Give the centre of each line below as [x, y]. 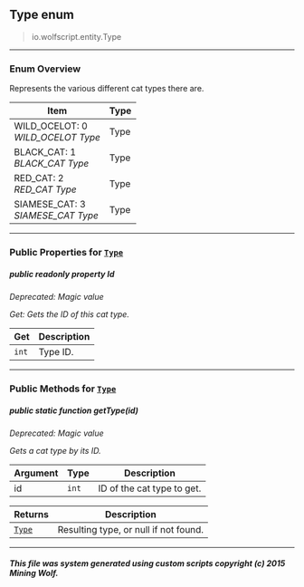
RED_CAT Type [45, 189]
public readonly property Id [62, 274]
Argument [36, 473]
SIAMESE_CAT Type [57, 216]
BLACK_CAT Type [52, 164]
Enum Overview [45, 69]
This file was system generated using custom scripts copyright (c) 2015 [147, 563]
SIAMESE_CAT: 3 [50, 205]
